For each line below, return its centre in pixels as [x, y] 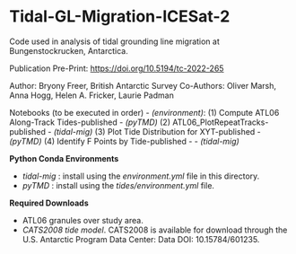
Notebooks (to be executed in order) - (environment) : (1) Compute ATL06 [144, 112]
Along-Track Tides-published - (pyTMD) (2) [90, 122]
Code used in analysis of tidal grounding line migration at [114, 41]
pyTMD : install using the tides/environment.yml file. [118, 185]
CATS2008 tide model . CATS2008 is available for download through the [155, 230]
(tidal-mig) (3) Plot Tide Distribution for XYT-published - [157, 131]
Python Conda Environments [64, 158]
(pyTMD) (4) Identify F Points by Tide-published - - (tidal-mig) [124, 141]
